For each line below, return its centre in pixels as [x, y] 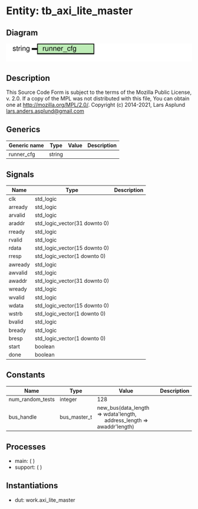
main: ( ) [25, 461]
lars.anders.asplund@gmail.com [45, 111]
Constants [26, 375]
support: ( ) [28, 467]
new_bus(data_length [123, 407]
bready [17, 330]
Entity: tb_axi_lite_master [70, 11]
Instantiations [32, 486]
